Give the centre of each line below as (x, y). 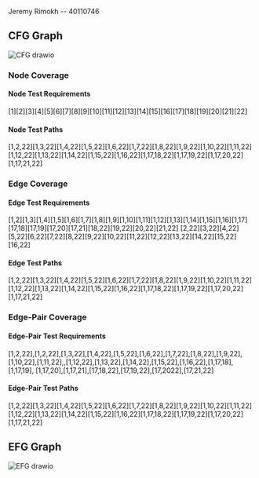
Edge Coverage (38, 184)
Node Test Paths (36, 130)
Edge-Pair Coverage (47, 317)
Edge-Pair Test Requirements (57, 336)
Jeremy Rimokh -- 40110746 (54, 11)
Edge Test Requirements (49, 203)
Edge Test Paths (35, 263)
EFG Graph (35, 447)
